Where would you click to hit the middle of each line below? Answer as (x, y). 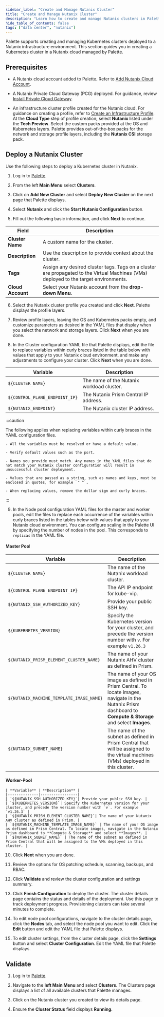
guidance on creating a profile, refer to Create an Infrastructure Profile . (83, 113)
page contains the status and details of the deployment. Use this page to (85, 899)
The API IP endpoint (130, 587)
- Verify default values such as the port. (50, 452)
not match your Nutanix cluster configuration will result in (70, 465)
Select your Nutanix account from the (85, 287)
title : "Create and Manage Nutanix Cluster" (51, 14)
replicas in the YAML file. (38, 535)
